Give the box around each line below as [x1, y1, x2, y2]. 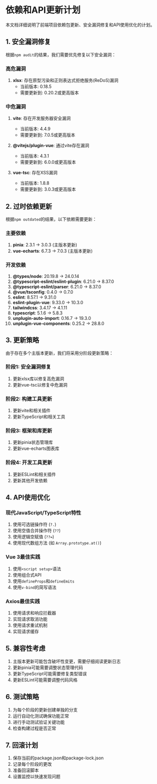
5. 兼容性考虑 [5, 644, 46, 653]
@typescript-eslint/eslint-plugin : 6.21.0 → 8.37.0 [12, 278, 115, 284]
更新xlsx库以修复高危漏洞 [12, 376, 64, 382]
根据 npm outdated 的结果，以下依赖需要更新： [5, 216, 97, 222]
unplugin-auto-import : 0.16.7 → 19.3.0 [12, 315, 92, 321]
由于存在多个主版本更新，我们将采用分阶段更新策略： [5, 350, 114, 356]
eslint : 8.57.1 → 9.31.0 [12, 294, 57, 300]
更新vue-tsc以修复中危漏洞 [12, 382, 68, 388]
